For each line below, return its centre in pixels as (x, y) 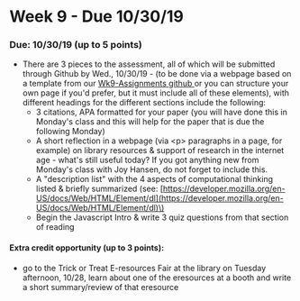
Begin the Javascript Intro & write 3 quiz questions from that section (162, 217)
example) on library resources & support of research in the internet (160, 150)
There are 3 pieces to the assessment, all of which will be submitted (149, 64)
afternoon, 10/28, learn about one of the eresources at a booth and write (157, 278)
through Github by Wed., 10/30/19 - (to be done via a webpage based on (157, 74)
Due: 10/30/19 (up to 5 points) (76, 45)
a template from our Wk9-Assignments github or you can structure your (155, 84)
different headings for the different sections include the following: (144, 103)
